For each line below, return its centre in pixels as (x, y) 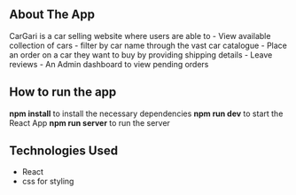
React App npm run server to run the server (90, 122)
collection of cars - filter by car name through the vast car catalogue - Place (148, 45)
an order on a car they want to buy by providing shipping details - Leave (141, 55)
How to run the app (63, 92)
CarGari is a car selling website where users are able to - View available (140, 35)
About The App (52, 15)
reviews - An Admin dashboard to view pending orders (109, 64)
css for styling (48, 182)
